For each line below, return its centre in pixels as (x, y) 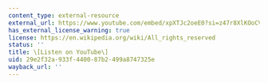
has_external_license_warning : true (69, 30)
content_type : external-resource (64, 15)
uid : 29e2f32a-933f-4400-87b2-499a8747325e (82, 60)
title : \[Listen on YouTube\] (59, 52)
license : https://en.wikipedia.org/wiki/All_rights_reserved (112, 38)
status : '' (26, 45)
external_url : (32, 23)
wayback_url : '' (35, 67)
